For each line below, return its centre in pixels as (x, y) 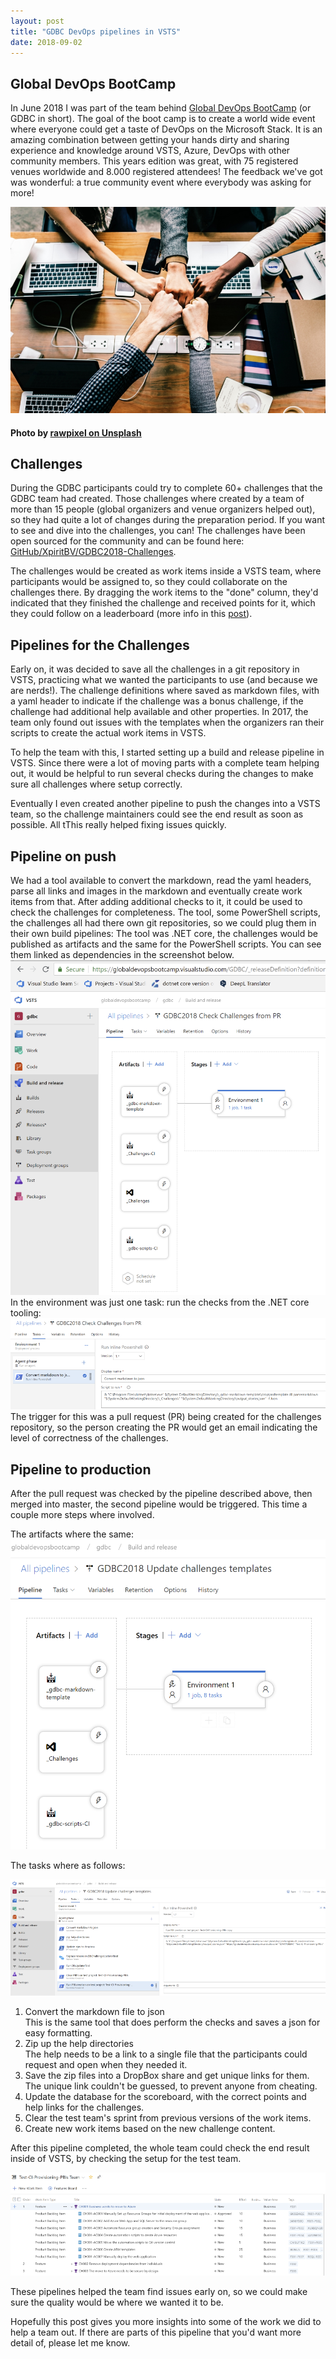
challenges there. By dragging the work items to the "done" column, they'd (164, 592)
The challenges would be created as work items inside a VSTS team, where (166, 571)
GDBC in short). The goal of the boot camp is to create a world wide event (163, 119)
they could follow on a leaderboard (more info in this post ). (131, 614)
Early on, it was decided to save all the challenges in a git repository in (155, 669)
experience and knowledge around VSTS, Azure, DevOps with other (150, 151)
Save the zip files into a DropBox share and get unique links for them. (167, 2075)
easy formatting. (58, 2032)
